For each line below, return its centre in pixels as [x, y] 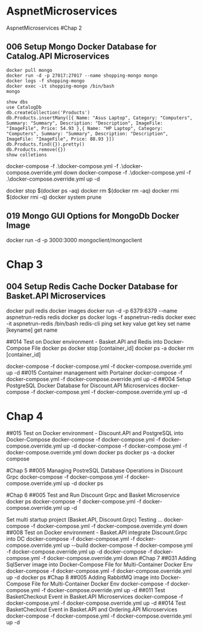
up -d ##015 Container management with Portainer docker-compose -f [94, 372]
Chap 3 [25, 264]
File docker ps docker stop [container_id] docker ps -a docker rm [113, 348]
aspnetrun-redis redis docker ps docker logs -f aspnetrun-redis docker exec [101, 317]
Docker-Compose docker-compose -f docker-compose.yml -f [84, 439]
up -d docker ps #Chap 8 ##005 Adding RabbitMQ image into [83, 577]
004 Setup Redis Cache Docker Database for [92, 287]
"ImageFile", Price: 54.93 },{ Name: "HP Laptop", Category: [85, 128]
